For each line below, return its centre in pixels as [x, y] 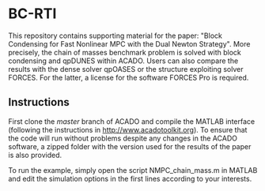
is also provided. [35, 155]
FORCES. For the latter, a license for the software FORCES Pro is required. [129, 77]
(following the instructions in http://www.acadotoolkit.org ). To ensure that [128, 129]
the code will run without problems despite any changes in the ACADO [123, 138]
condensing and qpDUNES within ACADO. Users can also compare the [123, 61]
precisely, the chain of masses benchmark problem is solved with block [125, 52]
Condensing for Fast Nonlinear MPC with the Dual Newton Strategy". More [129, 43]
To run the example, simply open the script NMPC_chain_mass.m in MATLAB [133, 170]
